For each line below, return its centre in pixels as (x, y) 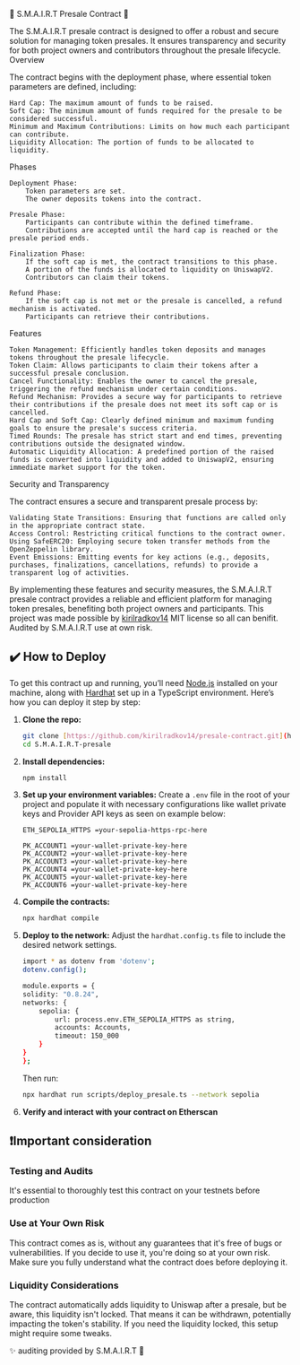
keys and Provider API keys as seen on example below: (124, 814)
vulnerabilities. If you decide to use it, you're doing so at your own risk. (140, 1252)
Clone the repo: (52, 719)
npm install (44, 778)
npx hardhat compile (60, 918)
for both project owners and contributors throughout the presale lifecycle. (145, 50)
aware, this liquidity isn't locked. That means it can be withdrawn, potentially (150, 1314)
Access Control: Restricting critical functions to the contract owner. (148, 534)
